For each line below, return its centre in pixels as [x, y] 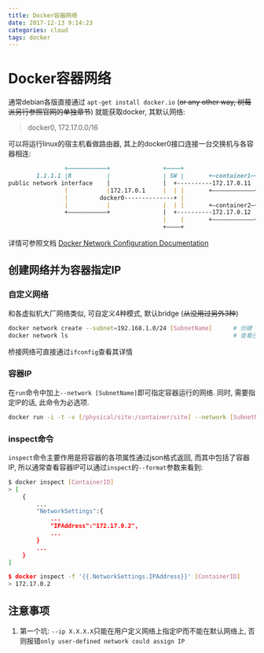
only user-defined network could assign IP [113, 642]
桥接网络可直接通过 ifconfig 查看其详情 [71, 352]
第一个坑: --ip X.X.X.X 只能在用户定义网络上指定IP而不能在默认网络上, [133, 631]
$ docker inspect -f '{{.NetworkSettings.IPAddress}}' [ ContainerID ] [125, 577]
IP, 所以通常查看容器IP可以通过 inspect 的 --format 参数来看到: [106, 467]
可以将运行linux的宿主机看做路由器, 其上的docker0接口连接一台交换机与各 [128, 144]
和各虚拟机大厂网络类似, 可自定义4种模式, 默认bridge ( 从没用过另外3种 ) [123, 313]
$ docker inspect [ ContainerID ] [61, 482]
